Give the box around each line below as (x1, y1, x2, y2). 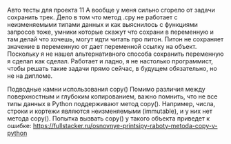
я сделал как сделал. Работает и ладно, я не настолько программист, (7, 57, 214, 65)
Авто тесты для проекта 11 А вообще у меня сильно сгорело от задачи (7, 6, 215, 14)
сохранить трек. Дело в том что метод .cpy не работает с (7, 13, 178, 21)
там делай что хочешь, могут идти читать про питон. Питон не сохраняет (7, 35, 224, 43)
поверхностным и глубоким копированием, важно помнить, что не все (7, 92, 218, 101)
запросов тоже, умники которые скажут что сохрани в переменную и (7, 28, 214, 36)
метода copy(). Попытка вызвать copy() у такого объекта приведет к (7, 114, 210, 123)
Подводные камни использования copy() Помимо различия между (7, 85, 205, 93)
